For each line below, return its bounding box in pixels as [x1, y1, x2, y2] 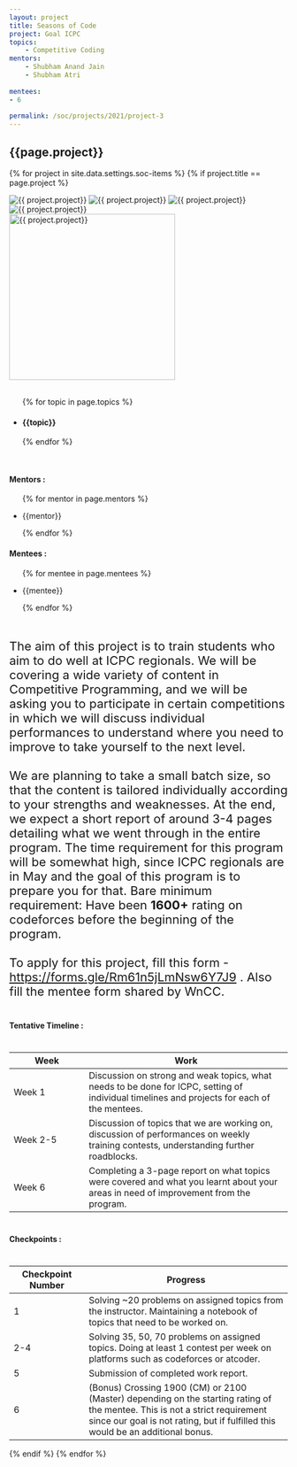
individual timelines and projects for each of [88, 1091, 271, 1103]
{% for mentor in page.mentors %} [21, 493, 148, 505]
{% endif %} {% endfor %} [9, 1448, 107, 1459]
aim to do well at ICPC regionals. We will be [9, 652, 257, 668]
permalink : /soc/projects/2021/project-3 [9, 112, 164, 120]
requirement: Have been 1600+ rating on [9, 897, 243, 913]
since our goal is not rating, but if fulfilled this [88, 1414, 276, 1426]
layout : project [9, 12, 69, 22]
